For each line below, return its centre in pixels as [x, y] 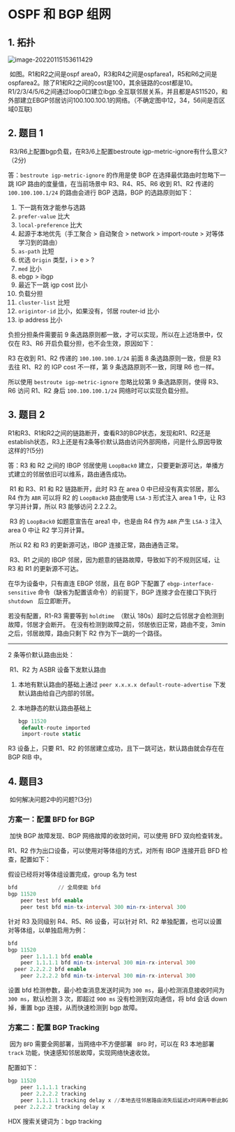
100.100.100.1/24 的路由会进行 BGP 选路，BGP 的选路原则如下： [101, 192]
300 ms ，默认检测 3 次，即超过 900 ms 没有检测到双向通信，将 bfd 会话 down [117, 999]
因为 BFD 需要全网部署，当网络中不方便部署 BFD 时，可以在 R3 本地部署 [112, 1044]
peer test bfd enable [52, 901]
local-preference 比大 [50, 225]
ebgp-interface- [191, 584]
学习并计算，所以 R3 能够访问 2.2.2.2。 [64, 506]
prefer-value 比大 [44, 216]
